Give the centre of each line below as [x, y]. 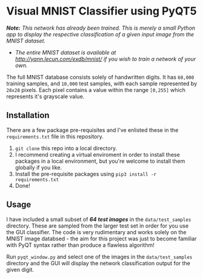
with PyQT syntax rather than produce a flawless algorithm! [80, 245]
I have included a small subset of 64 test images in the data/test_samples [99, 219]
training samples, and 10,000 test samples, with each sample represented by [102, 84]
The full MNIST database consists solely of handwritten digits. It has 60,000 [100, 77]
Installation [28, 115]
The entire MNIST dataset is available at [65, 52]
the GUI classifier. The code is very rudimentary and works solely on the [96, 232]
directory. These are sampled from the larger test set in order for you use [98, 226]
